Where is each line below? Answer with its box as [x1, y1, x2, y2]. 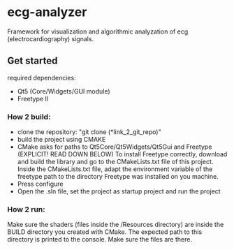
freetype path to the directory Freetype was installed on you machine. [17, 172, 219, 181]
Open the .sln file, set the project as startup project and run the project [17, 187, 221, 196]
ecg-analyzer [7, 4, 87, 20]
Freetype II [17, 94, 49, 103]
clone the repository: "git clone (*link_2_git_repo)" [17, 128, 162, 136]
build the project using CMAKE [17, 135, 106, 144]
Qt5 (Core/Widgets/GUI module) [17, 87, 110, 95]
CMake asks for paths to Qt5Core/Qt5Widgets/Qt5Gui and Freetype [17, 142, 212, 151]
